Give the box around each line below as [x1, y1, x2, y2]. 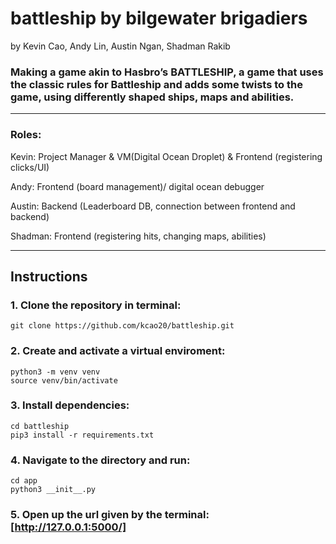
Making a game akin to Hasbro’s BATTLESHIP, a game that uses [10, 65, 324, 79]
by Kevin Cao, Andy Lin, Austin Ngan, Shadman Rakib [10, 40, 231, 52]
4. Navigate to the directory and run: [10, 453, 191, 467]
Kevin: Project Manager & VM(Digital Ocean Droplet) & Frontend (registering [10, 150, 323, 162]
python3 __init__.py [10, 485, 97, 495]
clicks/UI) [10, 161, 50, 173]
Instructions [10, 268, 88, 285]
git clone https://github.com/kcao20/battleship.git [10, 321, 235, 331]
